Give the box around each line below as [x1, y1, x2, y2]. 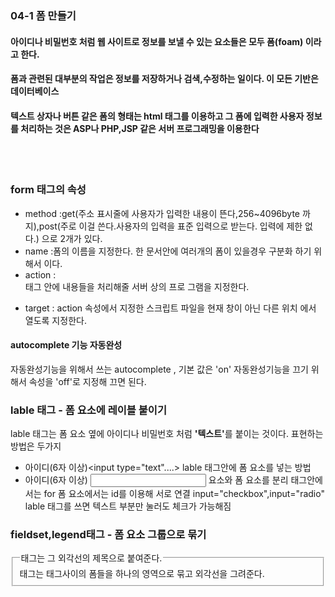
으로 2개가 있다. [41, 232, 103, 244]
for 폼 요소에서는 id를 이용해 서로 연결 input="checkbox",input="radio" [43, 488, 325, 500]
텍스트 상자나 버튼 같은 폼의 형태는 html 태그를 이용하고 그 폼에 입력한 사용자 [10, 110, 305, 122]
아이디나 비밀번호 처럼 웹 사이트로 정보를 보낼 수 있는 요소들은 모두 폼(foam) [10, 35, 304, 47]
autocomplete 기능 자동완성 [10, 339, 123, 351]
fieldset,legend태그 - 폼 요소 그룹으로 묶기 [10, 528, 207, 542]
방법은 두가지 [10, 440, 62, 452]
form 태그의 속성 [10, 183, 87, 197]
